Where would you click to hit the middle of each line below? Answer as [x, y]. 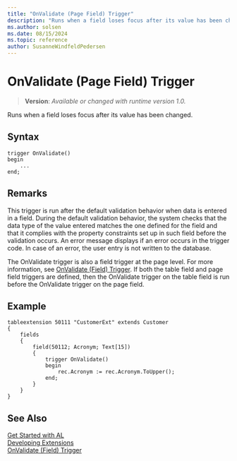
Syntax [23, 137]
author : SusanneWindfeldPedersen [56, 47]
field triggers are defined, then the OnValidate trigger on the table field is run [119, 277]
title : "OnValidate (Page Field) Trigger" [71, 14]
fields [30, 335]
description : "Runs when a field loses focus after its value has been [115, 20]
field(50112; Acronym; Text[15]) [82, 347]
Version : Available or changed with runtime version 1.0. [105, 101]
